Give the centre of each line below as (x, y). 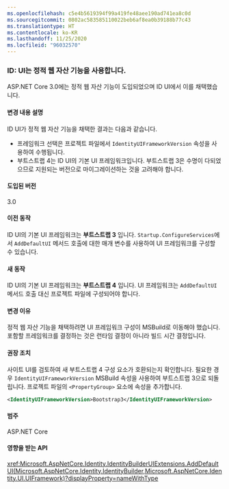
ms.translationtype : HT (41, 26)
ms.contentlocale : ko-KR (42, 33)
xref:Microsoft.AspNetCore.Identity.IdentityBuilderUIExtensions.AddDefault (113, 464)
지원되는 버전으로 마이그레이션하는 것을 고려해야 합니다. (109, 169)
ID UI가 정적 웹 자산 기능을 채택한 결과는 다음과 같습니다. (82, 129)
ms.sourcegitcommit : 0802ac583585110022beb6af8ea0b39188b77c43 (99, 20)
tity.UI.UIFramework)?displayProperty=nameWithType (83, 478)
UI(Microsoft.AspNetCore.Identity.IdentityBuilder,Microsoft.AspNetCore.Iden (114, 471)
